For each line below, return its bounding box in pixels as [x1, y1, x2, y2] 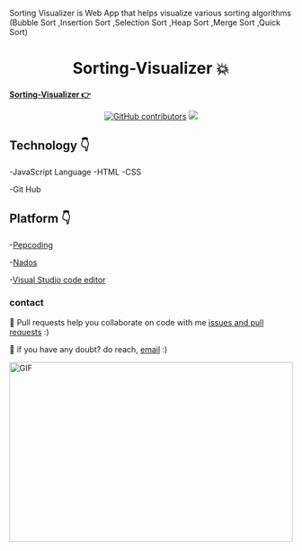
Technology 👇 [9, 138, 90, 154]
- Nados [9, 256, 38, 268]
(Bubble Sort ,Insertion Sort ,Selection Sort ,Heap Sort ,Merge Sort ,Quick [9, 17, 281, 28]
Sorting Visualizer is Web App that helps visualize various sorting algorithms [9, 8, 292, 18]
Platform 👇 [9, 211, 71, 227]
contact [9, 297, 45, 309]
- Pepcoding [9, 239, 54, 250]
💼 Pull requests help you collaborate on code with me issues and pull [9, 316, 264, 327]
